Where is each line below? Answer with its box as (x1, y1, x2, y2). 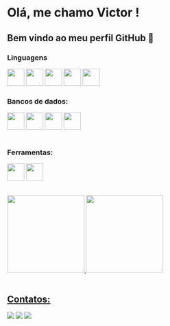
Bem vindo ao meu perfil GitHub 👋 (7, 32, 154, 44)
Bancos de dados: (7, 96, 69, 106)
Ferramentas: (7, 148, 53, 157)
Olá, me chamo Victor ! (7, 5, 140, 21)
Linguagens (7, 53, 48, 62)
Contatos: (7, 293, 51, 305)
